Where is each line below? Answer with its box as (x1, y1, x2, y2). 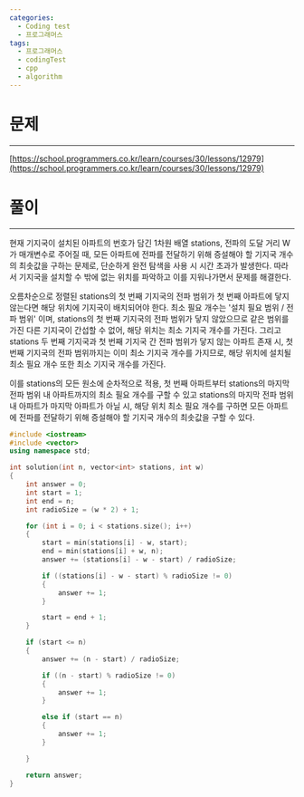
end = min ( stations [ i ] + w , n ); (42, 547, 165, 556)
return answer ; (25, 771, 83, 780)
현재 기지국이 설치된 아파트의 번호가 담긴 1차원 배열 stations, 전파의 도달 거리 (9, 237, 280, 248)
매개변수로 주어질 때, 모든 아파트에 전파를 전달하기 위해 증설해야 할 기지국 (18, 248, 278, 259)
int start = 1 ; (25, 488, 83, 497)
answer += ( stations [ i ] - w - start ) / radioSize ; (42, 555, 237, 564)
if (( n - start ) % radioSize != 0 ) (42, 671, 176, 680)
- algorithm (17, 72, 63, 82)
